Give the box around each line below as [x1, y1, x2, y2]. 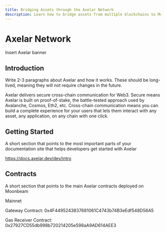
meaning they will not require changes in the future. [17, 82, 123, 88]
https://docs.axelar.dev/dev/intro [5, 156, 72, 162]
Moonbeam [5, 188, 29, 194]
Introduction [5, 64, 44, 72]
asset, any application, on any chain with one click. [5, 113, 109, 119]
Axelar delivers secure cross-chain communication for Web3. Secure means [5, 92, 161, 98]
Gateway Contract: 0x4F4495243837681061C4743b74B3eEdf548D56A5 [5, 207, 154, 213]
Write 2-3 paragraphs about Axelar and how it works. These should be [5, 77, 149, 83]
